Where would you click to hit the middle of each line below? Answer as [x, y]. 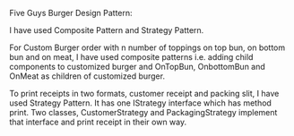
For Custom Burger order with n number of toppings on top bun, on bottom [147, 47]
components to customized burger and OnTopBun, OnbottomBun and [138, 67]
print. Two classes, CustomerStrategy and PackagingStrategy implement [143, 112]
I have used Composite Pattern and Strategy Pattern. [107, 30]
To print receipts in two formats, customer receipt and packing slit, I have [144, 93]
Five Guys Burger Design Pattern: [71, 13]
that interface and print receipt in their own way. [98, 122]
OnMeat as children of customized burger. [87, 76]
